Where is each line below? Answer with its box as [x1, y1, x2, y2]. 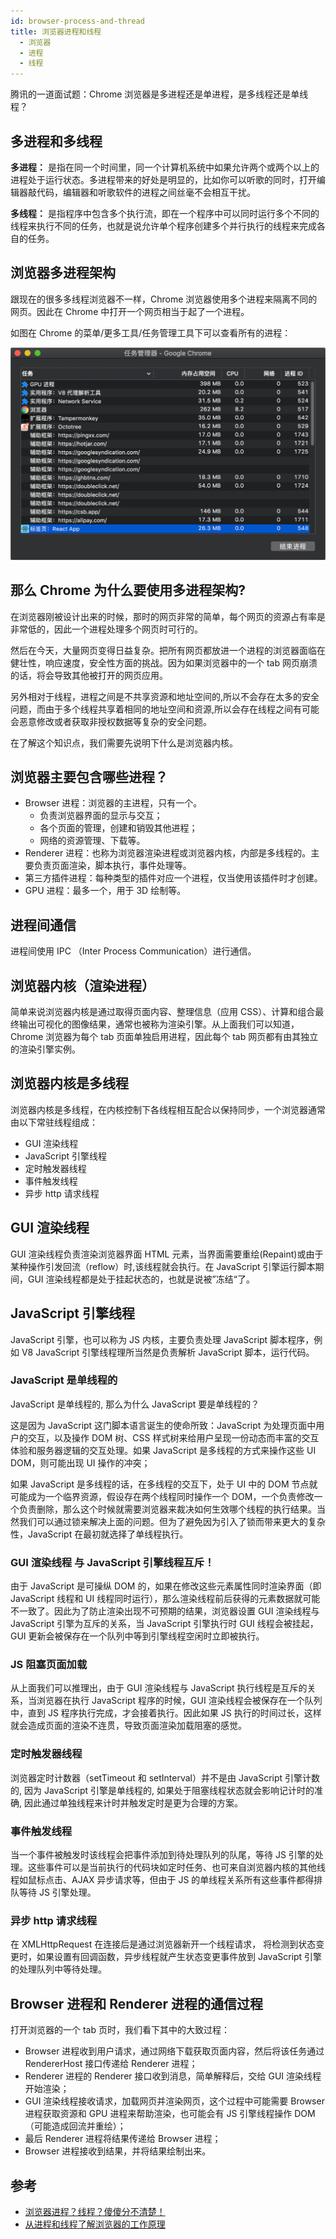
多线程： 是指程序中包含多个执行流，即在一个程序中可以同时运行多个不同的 [10, 207, 320, 219]
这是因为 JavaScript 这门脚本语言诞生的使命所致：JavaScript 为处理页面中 [10, 1419, 317, 1431]
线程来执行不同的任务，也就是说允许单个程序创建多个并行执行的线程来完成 [10, 220, 317, 232]
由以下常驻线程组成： [10, 1116, 98, 1128]
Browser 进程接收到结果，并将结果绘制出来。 [24, 2145, 212, 2157]
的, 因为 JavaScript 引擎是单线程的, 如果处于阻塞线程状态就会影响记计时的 [10, 1784, 315, 1796]
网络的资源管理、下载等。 [39, 835, 146, 847]
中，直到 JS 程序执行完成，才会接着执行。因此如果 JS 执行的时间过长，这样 [10, 1707, 322, 1719]
